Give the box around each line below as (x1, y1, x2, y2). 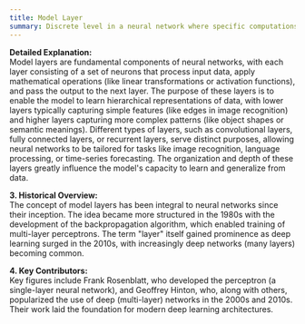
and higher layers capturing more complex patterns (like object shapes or (9, 114, 284, 125)
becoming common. (9, 247, 84, 259)
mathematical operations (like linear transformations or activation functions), (9, 75, 296, 86)
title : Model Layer (9, 13, 84, 23)
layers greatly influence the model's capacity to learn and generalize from (9, 162, 286, 173)
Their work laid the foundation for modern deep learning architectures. (9, 303, 274, 314)
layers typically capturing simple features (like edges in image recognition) (9, 104, 289, 115)
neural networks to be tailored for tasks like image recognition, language (9, 142, 280, 154)
